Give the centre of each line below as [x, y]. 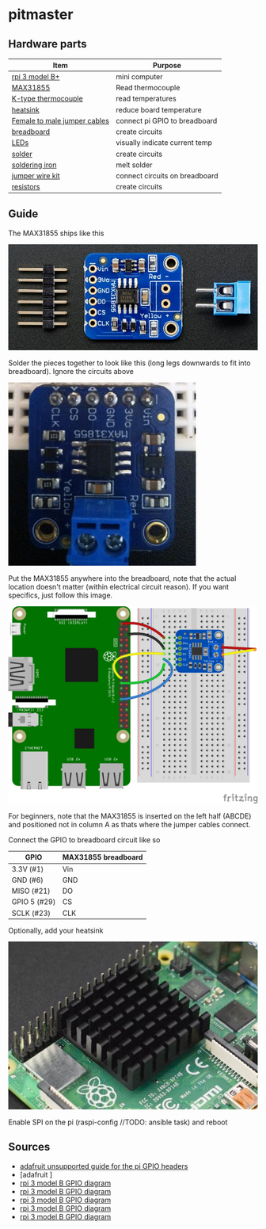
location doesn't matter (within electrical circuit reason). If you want [119, 587]
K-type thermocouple [47, 99]
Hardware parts [47, 44]
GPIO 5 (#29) [34, 902]
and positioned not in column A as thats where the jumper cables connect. [129, 824]
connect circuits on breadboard [167, 176]
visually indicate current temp [164, 143]
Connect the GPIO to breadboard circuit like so [84, 840]
